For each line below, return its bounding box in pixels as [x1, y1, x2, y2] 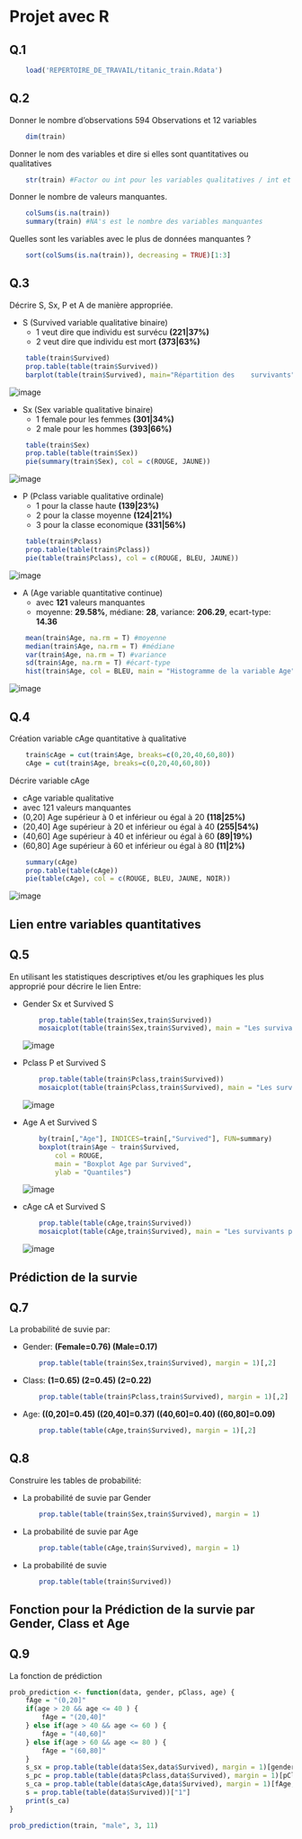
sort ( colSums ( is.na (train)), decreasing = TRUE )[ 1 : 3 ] [25, 251, 231, 260]
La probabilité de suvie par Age [22, 1526, 139, 1537]
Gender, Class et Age [9, 1616, 130, 1631]
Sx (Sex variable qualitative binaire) [22, 404, 154, 415]
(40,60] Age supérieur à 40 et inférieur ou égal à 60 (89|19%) [22, 830, 253, 842]
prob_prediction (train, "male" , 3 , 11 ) [9, 1821, 159, 1830]
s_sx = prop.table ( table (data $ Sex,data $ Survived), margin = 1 [25, 1763, 263, 1772]
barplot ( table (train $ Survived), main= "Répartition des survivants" [25, 370, 296, 379]
